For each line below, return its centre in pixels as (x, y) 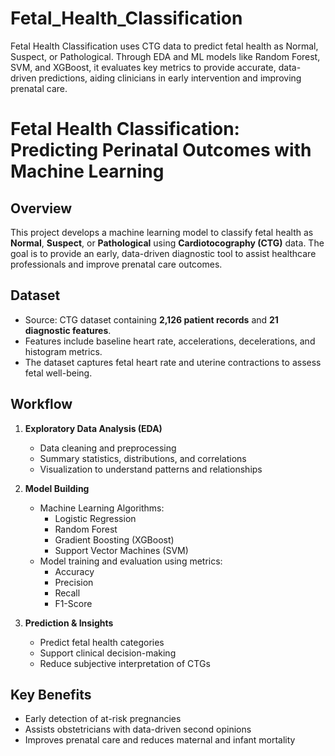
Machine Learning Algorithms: (102, 508)
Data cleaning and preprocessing (108, 448)
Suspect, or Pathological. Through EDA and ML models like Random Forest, (165, 56)
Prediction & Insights (69, 623)
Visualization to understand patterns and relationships (151, 469)
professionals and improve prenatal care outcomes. (116, 264)
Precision (74, 582)
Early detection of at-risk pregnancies (103, 719)
